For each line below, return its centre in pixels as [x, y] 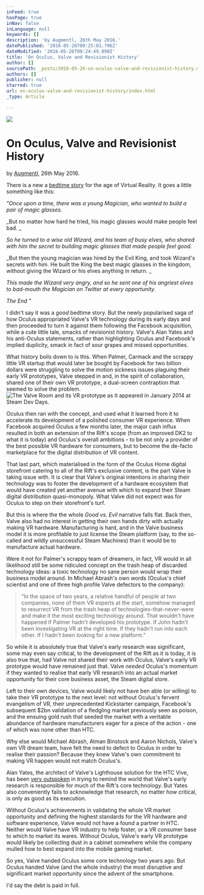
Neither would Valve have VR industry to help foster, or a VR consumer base [101, 829]
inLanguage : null [28, 29]
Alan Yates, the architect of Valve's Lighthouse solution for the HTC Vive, [97, 772]
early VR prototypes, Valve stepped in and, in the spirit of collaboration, [96, 376]
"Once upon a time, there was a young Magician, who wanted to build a [97, 203]
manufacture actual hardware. [44, 547]
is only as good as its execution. [46, 798]
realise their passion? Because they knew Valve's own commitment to [93, 754]
